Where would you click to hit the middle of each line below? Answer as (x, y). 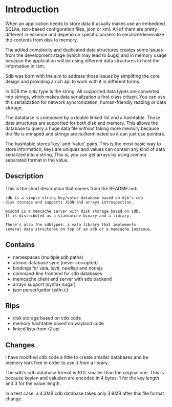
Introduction (32, 9)
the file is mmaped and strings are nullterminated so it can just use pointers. (85, 133)
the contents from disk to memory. (42, 40)
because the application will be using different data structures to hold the (82, 60)
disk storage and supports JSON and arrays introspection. (70, 202)
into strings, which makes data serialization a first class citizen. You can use (85, 97)
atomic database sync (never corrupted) (55, 262)
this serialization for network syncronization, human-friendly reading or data (86, 102)
